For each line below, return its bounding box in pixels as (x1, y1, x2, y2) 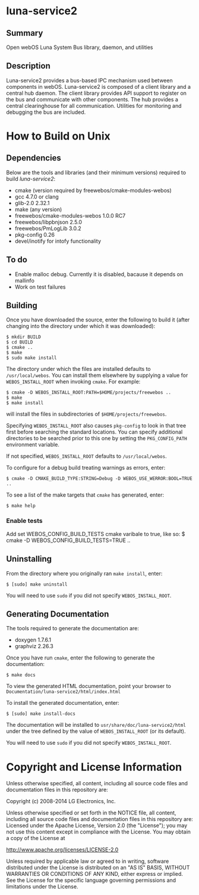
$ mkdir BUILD (6, 334, 42, 340)
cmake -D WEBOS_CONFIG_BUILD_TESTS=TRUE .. (6, 537, 131, 544)
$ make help (6, 503, 36, 509)
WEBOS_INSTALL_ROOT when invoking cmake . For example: (6, 378, 141, 385)
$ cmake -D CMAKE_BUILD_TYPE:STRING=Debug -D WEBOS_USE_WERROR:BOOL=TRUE (6, 476, 193, 482)
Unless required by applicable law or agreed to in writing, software (6, 857, 169, 865)
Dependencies (6, 153, 61, 163)
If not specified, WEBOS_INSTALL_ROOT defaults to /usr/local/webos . (6, 453, 168, 460)
